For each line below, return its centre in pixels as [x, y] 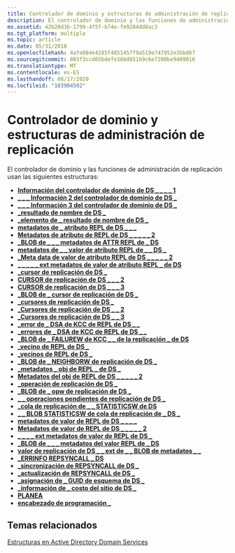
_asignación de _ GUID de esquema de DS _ [81, 481]
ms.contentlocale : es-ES [43, 72]
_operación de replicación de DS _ [67, 384]
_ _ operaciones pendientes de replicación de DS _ [91, 399]
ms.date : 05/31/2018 [37, 46]
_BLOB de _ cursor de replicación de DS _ [78, 294]
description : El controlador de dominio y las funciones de [97, 20]
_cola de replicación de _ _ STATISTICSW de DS [87, 407]
